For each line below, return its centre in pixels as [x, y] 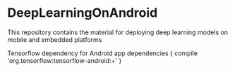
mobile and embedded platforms [55, 39]
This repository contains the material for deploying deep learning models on [117, 32]
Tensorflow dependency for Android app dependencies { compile [102, 53]
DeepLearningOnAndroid [83, 13]
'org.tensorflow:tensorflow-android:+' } [65, 60]
